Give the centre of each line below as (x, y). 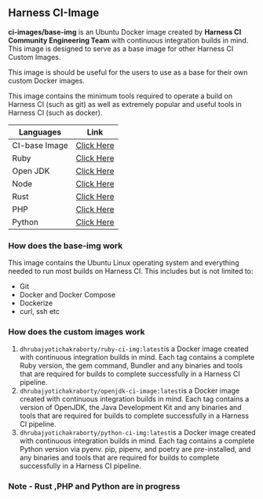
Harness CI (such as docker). (55, 113)
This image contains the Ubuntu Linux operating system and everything (124, 263)
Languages (40, 131)
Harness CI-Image (54, 13)
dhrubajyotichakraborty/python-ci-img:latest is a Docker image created (137, 433)
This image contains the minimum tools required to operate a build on (121, 96)
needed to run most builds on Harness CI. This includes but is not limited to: (131, 272)
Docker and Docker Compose (68, 295)
